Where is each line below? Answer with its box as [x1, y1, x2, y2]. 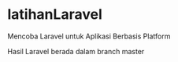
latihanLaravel [7, 5, 103, 24]
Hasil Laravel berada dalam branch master [7, 46, 145, 56]
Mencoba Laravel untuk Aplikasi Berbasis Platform [7, 31, 171, 41]
